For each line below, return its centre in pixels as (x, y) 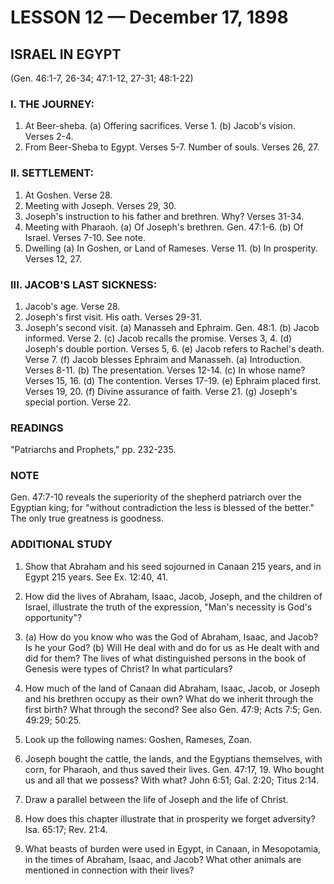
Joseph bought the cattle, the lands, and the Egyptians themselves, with (173, 758)
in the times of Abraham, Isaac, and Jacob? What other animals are (163, 859)
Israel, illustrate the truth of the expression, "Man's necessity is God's (168, 607)
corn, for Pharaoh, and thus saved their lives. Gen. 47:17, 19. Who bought (174, 769)
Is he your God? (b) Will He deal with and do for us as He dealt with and (172, 647)
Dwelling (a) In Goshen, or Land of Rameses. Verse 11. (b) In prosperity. (171, 248)
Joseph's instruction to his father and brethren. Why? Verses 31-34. (164, 216)
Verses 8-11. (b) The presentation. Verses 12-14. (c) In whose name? (165, 370)
